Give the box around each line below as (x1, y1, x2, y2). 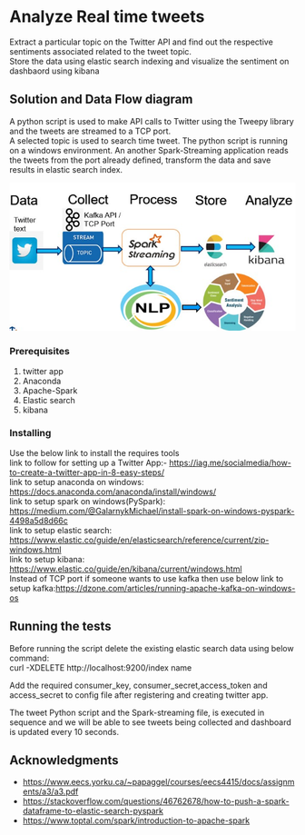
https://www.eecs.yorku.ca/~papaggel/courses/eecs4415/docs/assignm (22, 777, 295, 788)
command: (9, 652, 50, 663)
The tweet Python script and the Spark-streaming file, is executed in (9, 707, 265, 718)
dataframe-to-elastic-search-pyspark (22, 806, 164, 817)
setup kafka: (9, 582, 56, 593)
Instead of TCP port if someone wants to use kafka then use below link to (9, 572, 284, 583)
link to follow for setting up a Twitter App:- (9, 457, 168, 468)
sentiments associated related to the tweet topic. (9, 45, 192, 56)
